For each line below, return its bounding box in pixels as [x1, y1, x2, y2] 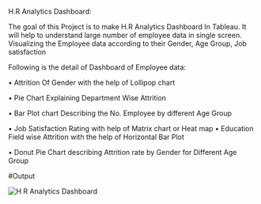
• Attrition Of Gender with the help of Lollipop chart [8, 78, 176, 87]
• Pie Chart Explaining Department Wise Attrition [8, 93, 167, 102]
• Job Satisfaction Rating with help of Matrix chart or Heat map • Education [8, 124, 255, 133]
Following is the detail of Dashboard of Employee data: [8, 62, 187, 72]
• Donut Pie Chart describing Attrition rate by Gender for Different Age [8, 148, 237, 157]
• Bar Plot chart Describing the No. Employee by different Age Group [8, 108, 232, 118]
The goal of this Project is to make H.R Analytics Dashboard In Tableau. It [8, 22, 247, 31]
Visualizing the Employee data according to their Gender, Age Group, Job [8, 39, 248, 48]
